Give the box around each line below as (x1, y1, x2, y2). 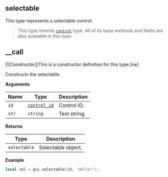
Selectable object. (39, 144, 83, 151)
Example (5, 157, 25, 163)
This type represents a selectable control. (5, 17, 93, 23)
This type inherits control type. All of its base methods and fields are (17, 28, 163, 34)
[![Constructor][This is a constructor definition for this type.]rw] (5, 61, 139, 67)
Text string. (58, 110, 86, 117)
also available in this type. (17, 33, 73, 39)
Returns (5, 123, 23, 129)
